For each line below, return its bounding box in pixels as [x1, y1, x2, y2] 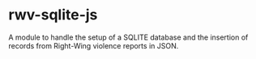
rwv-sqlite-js [8, 6, 98, 24]
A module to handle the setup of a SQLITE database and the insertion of [8, 32, 249, 42]
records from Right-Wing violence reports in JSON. [8, 40, 179, 50]
